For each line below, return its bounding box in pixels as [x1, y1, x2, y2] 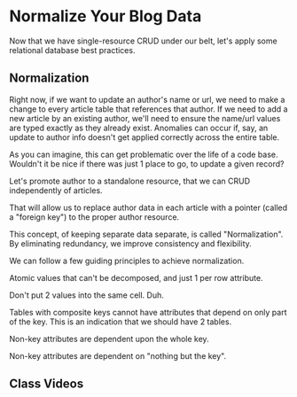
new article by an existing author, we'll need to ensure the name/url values [9, 113, 281, 123]
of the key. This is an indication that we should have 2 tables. [9, 316, 232, 327]
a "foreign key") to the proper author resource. [9, 211, 180, 222]
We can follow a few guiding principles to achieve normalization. [9, 255, 245, 266]
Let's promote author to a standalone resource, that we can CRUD [9, 175, 251, 186]
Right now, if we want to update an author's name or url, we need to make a [9, 94, 285, 105]
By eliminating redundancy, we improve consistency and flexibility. [9, 237, 253, 249]
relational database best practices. [9, 44, 136, 55]
